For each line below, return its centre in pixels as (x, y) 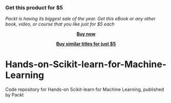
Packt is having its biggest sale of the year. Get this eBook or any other (80, 19)
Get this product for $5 (34, 8)
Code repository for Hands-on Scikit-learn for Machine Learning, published (85, 89)
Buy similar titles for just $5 (86, 44)
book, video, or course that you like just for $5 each (60, 24)
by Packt (15, 95)
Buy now (86, 34)
